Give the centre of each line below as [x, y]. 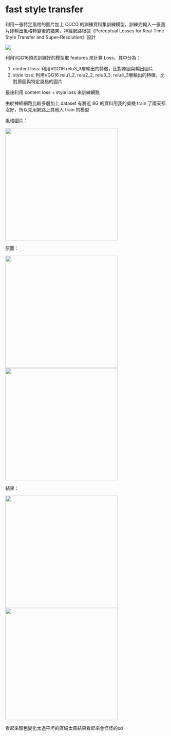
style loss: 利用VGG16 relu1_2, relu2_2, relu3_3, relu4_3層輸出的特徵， [87, 75]
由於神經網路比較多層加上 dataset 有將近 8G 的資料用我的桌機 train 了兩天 [83, 103]
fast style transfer [44, 9]
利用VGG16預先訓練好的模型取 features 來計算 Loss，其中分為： [73, 57]
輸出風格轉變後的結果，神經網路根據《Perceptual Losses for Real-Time [89, 31]
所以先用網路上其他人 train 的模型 [54, 109]
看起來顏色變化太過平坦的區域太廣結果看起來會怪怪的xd [64, 728]
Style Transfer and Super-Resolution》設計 [51, 37]
